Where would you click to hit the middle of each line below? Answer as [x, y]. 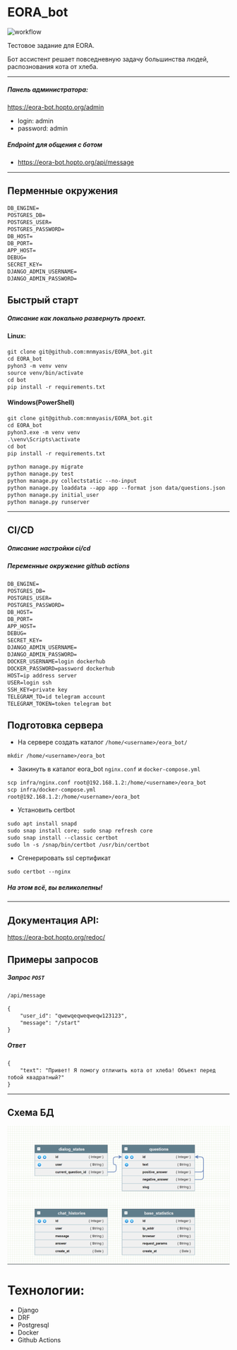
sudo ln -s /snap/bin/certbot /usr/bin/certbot [79, 845]
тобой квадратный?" [36, 1077]
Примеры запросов [53, 959]
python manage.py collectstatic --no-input [72, 481]
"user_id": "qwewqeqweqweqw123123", [74, 1016]
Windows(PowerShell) [41, 403]
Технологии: [46, 1290]
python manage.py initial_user [53, 495]
